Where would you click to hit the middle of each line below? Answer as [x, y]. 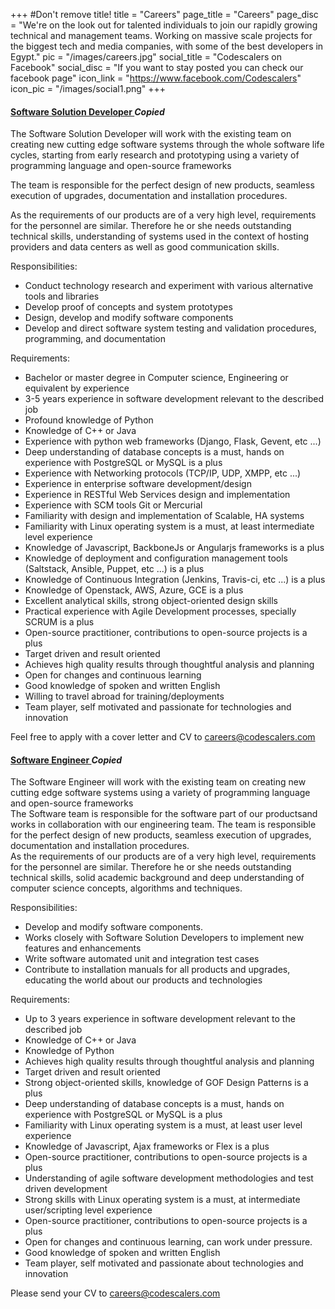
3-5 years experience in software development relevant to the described [174, 399]
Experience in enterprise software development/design [138, 484]
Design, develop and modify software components [129, 318]
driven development [66, 1189]
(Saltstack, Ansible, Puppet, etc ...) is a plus [114, 569]
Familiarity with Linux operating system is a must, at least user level [163, 1125]
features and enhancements [83, 948]
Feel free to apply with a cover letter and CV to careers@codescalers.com [163, 737]
